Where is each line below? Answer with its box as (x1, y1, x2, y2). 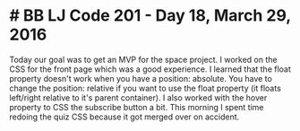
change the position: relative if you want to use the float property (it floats (9, 83, 282, 93)
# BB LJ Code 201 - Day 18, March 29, (9, 5, 291, 26)
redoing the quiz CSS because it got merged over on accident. (9, 111, 240, 122)
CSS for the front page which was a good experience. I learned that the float (9, 64, 291, 74)
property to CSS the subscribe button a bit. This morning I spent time (9, 101, 264, 112)
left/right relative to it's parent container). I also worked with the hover (9, 92, 268, 103)
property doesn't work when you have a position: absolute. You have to (9, 73, 273, 83)
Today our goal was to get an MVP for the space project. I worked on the (9, 54, 278, 65)
